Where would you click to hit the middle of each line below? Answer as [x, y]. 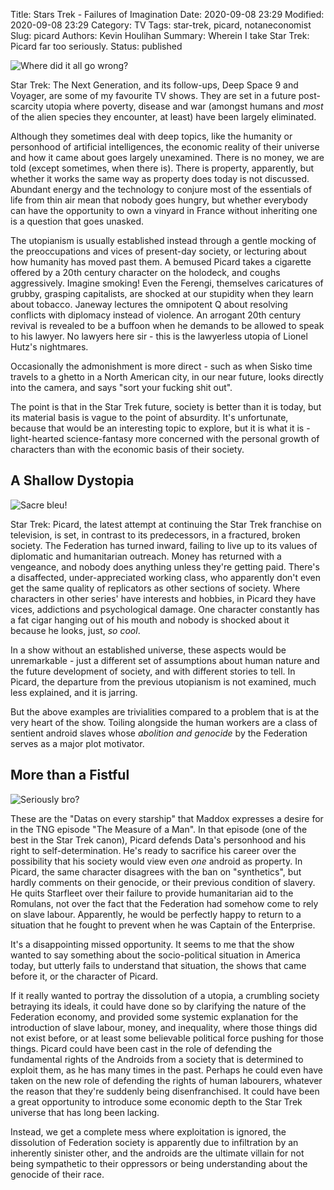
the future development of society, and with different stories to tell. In [153, 671]
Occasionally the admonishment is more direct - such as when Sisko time [161, 366]
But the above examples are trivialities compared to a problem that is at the [165, 711]
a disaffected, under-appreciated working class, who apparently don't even [165, 577]
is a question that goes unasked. [77, 221]
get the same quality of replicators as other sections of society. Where [155, 588]
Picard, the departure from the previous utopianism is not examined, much [163, 681]
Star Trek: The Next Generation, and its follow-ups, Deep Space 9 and [154, 85]
